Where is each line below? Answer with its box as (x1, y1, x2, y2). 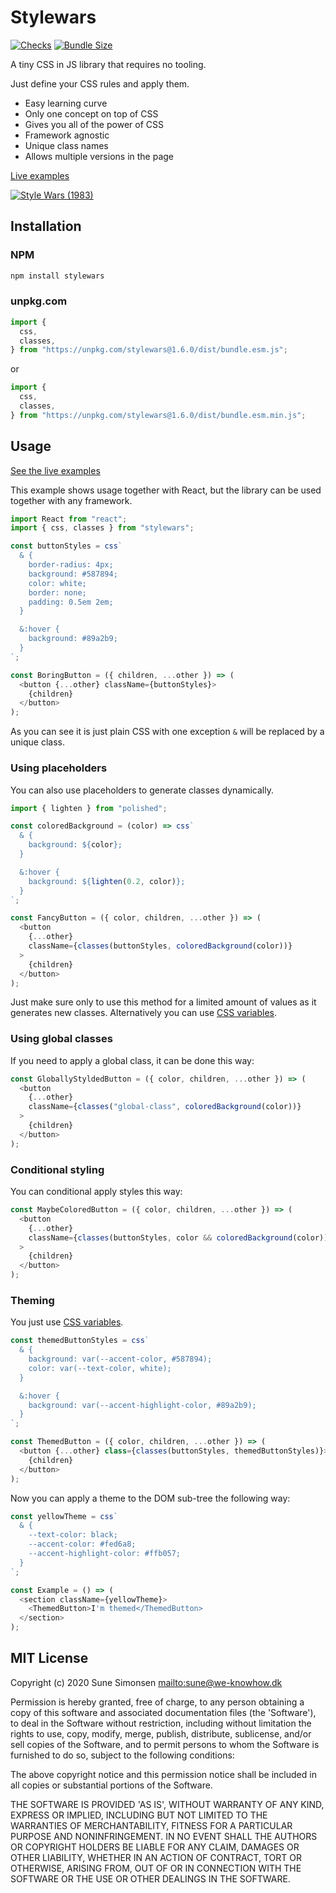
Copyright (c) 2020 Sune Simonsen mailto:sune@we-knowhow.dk (10, 1676, 283, 1688)
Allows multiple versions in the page (24, 150, 175, 162)
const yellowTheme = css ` (10, 1511, 118, 1521)
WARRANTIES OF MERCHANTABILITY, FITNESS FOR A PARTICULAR (10, 1819, 293, 1831)
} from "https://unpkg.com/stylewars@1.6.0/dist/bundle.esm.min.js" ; (10, 410, 307, 420)
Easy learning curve (24, 97, 108, 109)
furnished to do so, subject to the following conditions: (10, 1749, 235, 1761)
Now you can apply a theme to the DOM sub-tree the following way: (10, 1492, 291, 1504)
